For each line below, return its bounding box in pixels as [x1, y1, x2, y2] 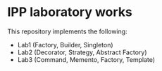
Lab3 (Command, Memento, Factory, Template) [17, 55, 156, 63]
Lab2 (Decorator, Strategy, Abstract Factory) [17, 48, 147, 56]
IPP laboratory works [7, 4, 132, 20]
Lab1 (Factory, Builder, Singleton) [17, 40, 114, 49]
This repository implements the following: [7, 27, 128, 35]
